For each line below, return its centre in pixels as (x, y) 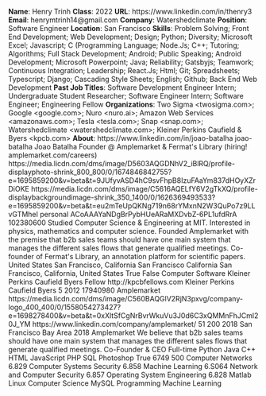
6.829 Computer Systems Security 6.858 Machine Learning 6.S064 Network (133, 366)
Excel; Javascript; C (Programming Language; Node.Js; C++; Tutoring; (124, 45)
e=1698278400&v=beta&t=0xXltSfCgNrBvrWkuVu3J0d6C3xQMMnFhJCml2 (133, 316)
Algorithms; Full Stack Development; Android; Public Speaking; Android (125, 54)
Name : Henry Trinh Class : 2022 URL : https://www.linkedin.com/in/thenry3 (130, 12)
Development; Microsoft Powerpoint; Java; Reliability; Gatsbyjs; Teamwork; (131, 62)
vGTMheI (23, 214)
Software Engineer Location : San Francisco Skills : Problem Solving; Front (129, 28)
